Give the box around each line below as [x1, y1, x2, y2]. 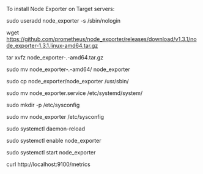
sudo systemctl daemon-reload [6, 125, 86, 132]
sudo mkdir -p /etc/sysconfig [6, 101, 80, 108]
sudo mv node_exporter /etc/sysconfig [6, 113, 105, 120]
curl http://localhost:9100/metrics [6, 161, 90, 168]
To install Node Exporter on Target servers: [6, 6, 115, 12]
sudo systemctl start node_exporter [6, 149, 96, 156]
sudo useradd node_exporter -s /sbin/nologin [6, 17, 121, 24]
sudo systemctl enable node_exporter [6, 137, 102, 144]
